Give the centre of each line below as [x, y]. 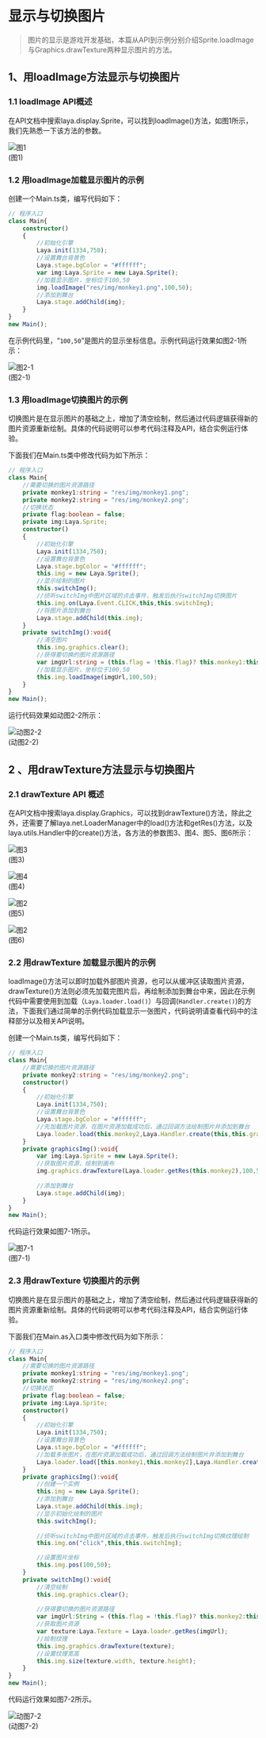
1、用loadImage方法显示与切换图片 [94, 77]
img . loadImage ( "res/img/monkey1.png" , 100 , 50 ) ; [115, 287]
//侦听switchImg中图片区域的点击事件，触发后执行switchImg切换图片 [137, 596]
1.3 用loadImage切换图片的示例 [68, 399]
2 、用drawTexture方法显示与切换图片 [102, 770]
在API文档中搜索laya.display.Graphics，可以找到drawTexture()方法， [120, 813]
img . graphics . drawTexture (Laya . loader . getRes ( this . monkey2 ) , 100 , [147, 1171]
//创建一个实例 [58, 1484]
